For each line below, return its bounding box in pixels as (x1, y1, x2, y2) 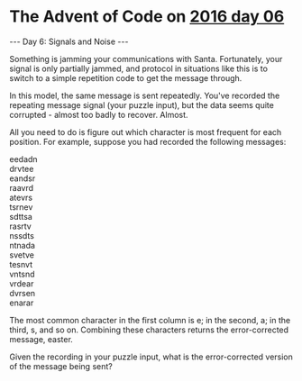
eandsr (9, 173, 36, 184)
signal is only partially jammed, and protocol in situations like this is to (9, 63, 269, 74)
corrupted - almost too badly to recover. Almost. (9, 109, 188, 120)
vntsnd (9, 268, 35, 279)
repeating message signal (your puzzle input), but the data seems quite (9, 99, 275, 110)
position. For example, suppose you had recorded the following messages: (9, 136, 287, 147)
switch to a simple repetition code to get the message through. (9, 72, 243, 83)
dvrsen (9, 287, 36, 298)
